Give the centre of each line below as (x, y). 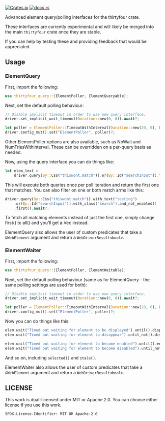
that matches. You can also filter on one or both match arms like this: (75, 190)
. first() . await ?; (32, 208)
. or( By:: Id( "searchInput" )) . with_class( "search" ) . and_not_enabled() (85, 204)
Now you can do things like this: (37, 321)
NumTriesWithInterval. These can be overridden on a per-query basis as (78, 147)
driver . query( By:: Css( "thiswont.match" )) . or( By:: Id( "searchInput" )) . (87, 175)
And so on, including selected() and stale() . (51, 357)
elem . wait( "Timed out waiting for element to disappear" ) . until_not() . (80, 335)
